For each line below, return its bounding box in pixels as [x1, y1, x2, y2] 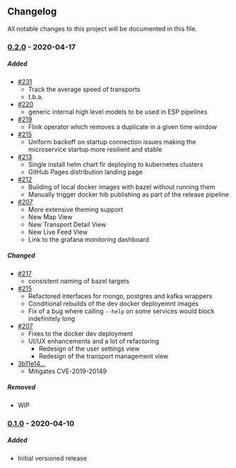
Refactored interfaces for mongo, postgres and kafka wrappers [28, 291, 213, 300]
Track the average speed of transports [28, 85, 141, 93]
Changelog [7, 6, 57, 18]
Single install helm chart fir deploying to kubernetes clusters [28, 160, 203, 168]
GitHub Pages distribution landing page [28, 168, 143, 176]
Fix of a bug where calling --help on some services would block [28, 307, 215, 315]
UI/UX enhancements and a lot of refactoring [28, 337, 159, 345]
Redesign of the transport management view [38, 351, 169, 360]
